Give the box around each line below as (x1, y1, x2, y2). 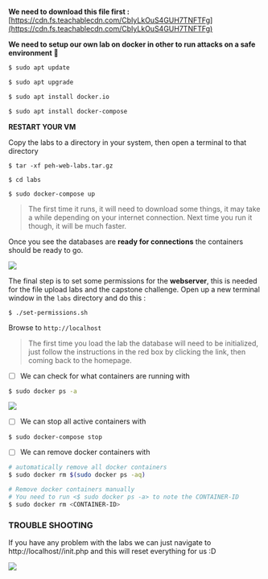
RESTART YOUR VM (8, 122, 76, 131)
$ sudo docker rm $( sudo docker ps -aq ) (8, 471, 146, 479)
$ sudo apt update (8, 64, 70, 72)
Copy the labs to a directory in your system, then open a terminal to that (8, 137, 247, 147)
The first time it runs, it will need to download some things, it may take (27, 204, 261, 213)
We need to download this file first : (8, 7, 130, 16)
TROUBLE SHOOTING (8, 519, 94, 531)
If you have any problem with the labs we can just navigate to (8, 538, 212, 548)
